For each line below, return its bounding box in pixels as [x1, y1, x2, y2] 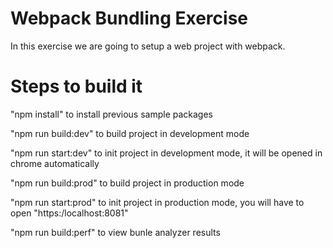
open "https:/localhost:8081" [10, 207, 129, 219]
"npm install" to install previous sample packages [10, 108, 214, 120]
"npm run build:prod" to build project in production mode [10, 177, 245, 189]
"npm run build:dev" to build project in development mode [10, 127, 250, 139]
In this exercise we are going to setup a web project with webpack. [10, 40, 286, 52]
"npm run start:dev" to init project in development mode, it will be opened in [10, 147, 323, 159]
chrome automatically [10, 157, 100, 169]
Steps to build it [10, 75, 143, 98]
